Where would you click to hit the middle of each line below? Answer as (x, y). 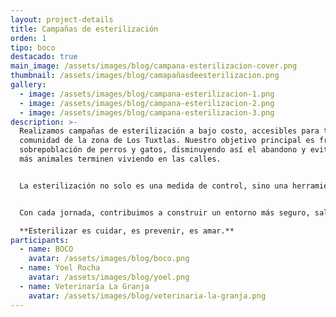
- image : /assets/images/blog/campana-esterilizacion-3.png (147, 112)
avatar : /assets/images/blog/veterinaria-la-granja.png (147, 296)
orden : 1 (28, 38)
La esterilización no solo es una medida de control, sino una (153, 186)
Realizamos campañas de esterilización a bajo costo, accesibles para (169, 131)
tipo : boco (33, 47)
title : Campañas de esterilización (84, 29)
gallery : (28, 85)
